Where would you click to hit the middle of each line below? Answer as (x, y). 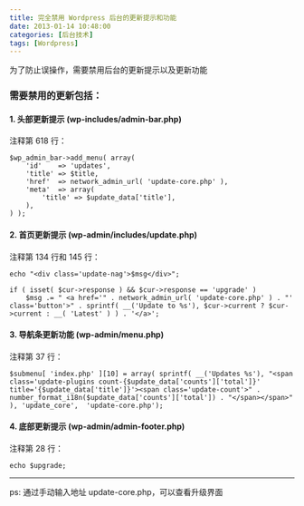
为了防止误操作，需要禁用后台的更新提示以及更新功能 (109, 70)
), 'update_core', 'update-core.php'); (87, 405)
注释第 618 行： (38, 141)
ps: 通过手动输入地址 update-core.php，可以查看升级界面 (116, 491)
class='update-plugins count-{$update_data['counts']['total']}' (135, 382)
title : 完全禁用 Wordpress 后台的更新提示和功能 (93, 18)
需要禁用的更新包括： (56, 96)
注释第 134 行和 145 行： (55, 257)
